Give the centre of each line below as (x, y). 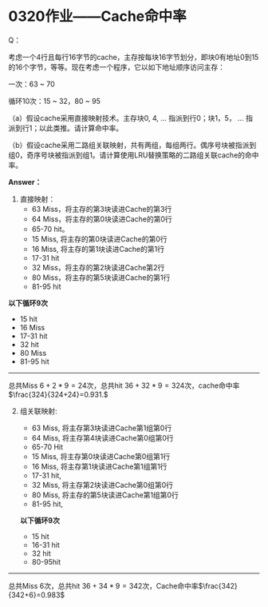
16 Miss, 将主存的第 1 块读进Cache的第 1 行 (98, 249)
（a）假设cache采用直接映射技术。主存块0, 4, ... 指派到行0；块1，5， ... (126, 118)
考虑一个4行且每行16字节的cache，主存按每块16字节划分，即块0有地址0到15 (134, 57)
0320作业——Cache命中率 (98, 16)
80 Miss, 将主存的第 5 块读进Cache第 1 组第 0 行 (105, 495)
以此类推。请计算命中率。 (81, 128)
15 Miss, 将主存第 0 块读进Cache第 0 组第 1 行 (101, 456)
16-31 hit (45, 545)
